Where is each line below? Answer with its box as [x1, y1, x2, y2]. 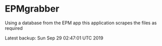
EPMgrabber [5, 3, 59, 15]
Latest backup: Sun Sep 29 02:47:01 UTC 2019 [5, 35, 104, 41]
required [5, 25, 23, 31]
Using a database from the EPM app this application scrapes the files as [5, 20, 157, 26]
